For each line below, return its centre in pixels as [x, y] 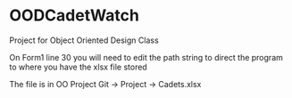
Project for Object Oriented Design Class [84, 40]
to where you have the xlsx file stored [78, 67]
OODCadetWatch [75, 16]
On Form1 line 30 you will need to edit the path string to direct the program [146, 57]
